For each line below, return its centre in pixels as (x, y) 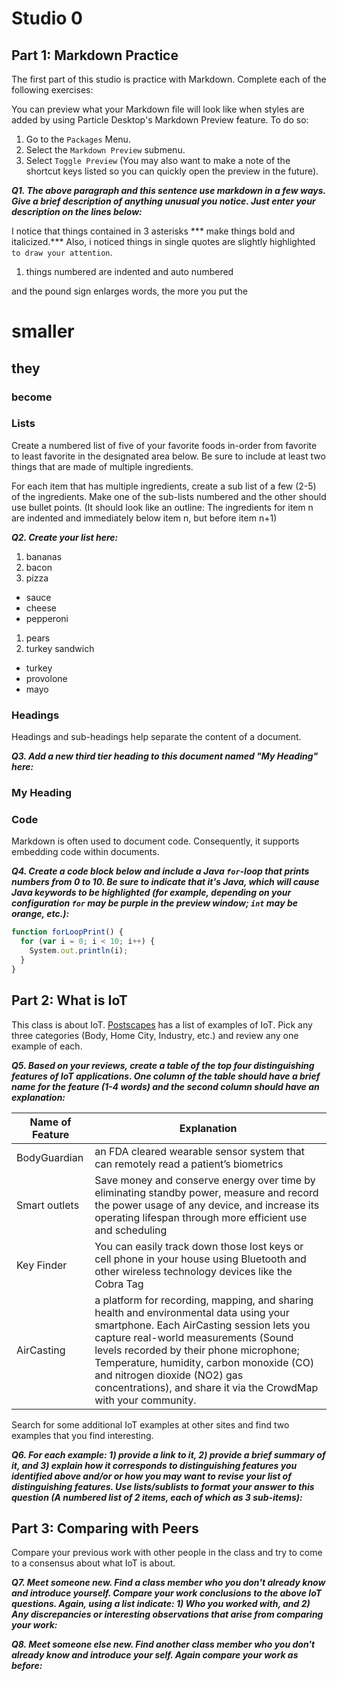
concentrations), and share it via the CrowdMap (206, 1387)
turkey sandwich (60, 648)
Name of (50, 1122)
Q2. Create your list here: (65, 537)
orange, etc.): (40, 914)
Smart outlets (48, 1205)
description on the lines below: (77, 211)
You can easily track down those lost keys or (199, 1246)
